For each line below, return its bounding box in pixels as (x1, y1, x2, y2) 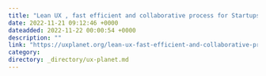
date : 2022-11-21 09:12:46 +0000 (8, 19, 119, 27)
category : (8, 48, 41, 56)
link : (8, 41, 26, 49)
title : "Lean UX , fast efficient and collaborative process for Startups (8, 11, 260, 20)
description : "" (8, 33, 62, 42)
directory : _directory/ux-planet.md (8, 56, 129, 64)
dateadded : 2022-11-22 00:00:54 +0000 (8, 26, 136, 34)
